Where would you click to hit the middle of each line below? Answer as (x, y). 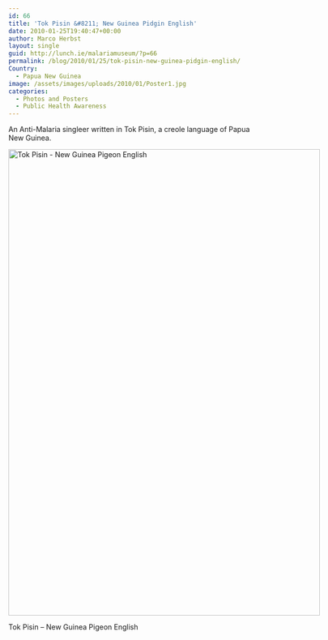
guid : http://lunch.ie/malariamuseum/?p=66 (83, 53)
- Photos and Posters (52, 99)
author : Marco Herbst (45, 38)
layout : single (34, 46)
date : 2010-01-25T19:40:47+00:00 (65, 31)
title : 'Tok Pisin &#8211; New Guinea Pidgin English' (103, 23)
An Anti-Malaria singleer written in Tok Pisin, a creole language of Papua (129, 130)
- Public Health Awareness (61, 106)
